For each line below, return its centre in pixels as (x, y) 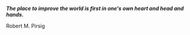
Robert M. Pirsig (26, 26)
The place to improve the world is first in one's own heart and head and (95, 8)
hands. (15, 15)
